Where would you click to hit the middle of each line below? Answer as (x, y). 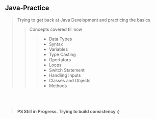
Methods (58, 86)
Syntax (56, 44)
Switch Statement (67, 70)
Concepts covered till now (56, 29)
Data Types (60, 39)
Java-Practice (27, 8)
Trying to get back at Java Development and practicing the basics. (84, 20)
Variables (58, 49)
